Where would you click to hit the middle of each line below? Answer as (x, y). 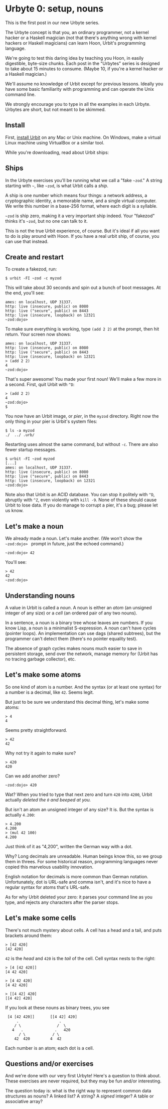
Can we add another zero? (33, 776)
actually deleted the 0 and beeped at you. (48, 800)
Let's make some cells (41, 918)
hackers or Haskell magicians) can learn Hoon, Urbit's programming (75, 43)
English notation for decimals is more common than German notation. (77, 876)
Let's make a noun (34, 526)
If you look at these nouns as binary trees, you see (57, 1007)
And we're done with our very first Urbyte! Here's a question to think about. (83, 1076)
